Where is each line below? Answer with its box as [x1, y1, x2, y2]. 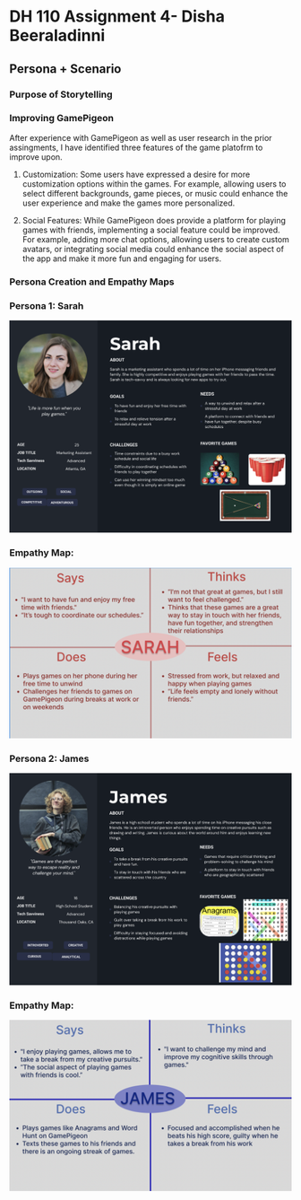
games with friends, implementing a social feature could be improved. [21, 224, 280, 235]
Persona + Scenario [9, 61, 122, 76]
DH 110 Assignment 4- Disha [9, 6, 226, 27]
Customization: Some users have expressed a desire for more [21, 169, 251, 180]
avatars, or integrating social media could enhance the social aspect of [21, 243, 285, 254]
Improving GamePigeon [9, 112, 115, 125]
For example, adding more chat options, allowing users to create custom [21, 233, 289, 244]
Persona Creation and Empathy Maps [9, 276, 175, 288]
